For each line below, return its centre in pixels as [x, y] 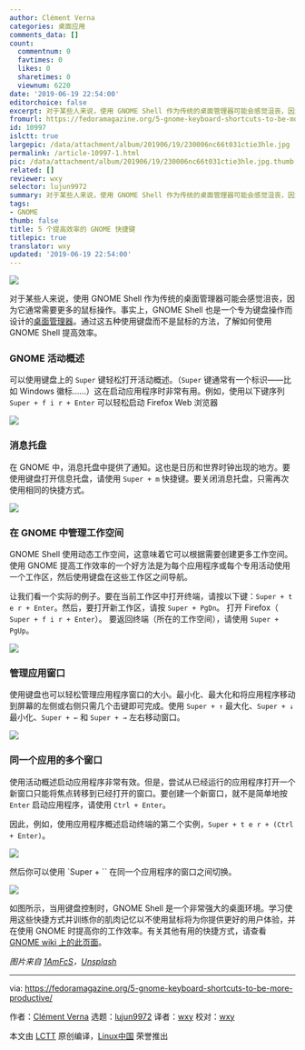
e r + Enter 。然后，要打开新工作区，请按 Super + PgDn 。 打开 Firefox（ [144, 608]
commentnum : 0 [44, 52]
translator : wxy [40, 246]
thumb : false [34, 220]
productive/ [31, 997]
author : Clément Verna [52, 18]
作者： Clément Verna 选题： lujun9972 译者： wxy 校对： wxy [122, 1016]
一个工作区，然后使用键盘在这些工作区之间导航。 [101, 577]
